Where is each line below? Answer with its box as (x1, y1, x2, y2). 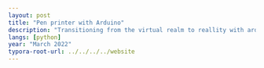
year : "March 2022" (8, 41, 72, 48)
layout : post (8, 11, 51, 20)
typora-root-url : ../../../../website (8, 48, 135, 55)
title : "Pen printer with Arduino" (8, 19, 125, 27)
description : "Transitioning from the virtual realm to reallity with (8, 26, 244, 34)
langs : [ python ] (8, 33, 61, 41)
